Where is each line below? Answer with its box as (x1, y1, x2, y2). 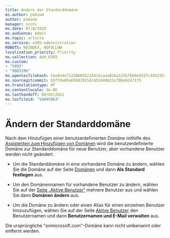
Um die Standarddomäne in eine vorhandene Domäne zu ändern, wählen (12, 161, 165, 167)
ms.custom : (5, 59, 28, 64)
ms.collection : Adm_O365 (5, 54, 58, 60)
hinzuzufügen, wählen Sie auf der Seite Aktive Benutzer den (12, 208, 138, 214)
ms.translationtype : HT (5, 82, 56, 87)
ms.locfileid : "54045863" (5, 97, 60, 102)
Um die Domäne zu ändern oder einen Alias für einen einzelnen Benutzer (12, 202, 165, 208)
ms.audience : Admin (5, 31, 47, 36)
